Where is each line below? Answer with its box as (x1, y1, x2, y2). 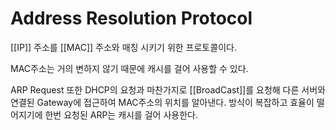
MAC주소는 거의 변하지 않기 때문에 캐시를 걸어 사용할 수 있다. (10, 62, 249, 74)
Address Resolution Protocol (10, 7, 253, 30)
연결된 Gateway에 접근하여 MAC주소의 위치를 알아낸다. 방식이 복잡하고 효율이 (10, 96, 315, 108)
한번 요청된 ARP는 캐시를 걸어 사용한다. (44, 108, 198, 121)
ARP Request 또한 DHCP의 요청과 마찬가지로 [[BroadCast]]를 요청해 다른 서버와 (10, 83, 326, 96)
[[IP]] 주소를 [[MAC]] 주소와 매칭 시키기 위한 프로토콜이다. (10, 41, 237, 53)
